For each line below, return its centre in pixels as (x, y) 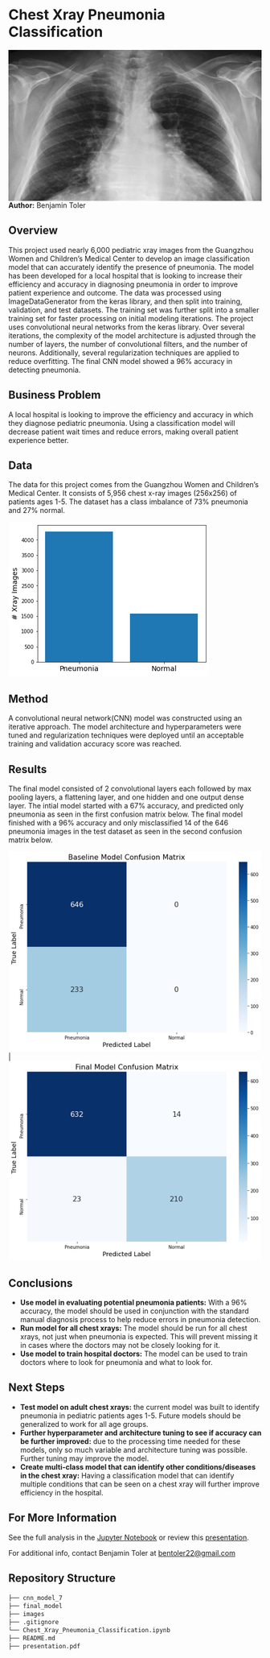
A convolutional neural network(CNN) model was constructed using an (125, 718)
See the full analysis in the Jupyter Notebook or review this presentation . (129, 1537)
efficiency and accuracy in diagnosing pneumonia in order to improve (123, 284)
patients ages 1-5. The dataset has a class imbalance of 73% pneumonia (129, 502)
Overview (33, 231)
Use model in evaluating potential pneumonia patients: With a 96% (133, 1303)
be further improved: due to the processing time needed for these (130, 1441)
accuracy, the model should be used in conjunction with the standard (134, 1311)
